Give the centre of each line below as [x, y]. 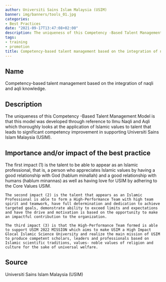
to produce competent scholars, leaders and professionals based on [77, 238]
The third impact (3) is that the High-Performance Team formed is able [82, 225]
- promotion [17, 47]
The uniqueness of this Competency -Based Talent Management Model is [80, 116]
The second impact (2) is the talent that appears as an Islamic [74, 195]
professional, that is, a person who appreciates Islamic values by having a [80, 170]
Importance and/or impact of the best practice [78, 153]
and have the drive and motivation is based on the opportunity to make [82, 212]
